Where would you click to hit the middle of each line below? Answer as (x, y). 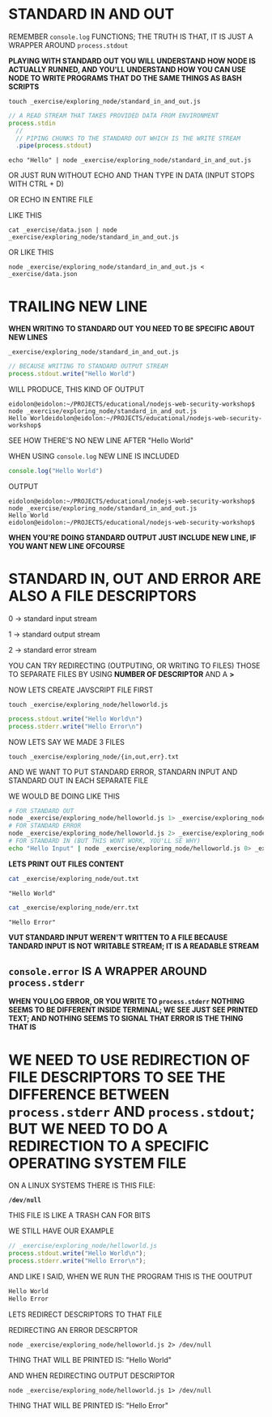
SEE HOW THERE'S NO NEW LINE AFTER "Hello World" (101, 440)
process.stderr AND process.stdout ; (132, 1111)
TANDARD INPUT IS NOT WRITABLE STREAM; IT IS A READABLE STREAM (134, 946)
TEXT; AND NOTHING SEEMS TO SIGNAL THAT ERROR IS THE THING (126, 1019)
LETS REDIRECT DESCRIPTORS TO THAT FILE (85, 1314)
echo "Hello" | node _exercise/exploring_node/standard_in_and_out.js (130, 160)
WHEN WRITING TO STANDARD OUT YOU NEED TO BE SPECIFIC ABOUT (132, 329)
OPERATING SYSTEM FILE (98, 1163)
